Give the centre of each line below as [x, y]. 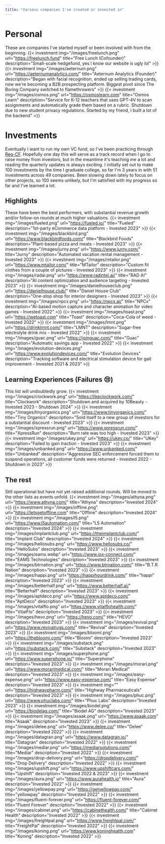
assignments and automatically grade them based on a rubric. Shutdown [79, 105]
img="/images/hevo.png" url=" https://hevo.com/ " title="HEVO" [69, 617]
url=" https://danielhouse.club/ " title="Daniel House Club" [63, 291]
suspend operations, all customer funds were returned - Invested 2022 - [79, 459]
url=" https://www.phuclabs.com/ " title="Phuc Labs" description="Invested [81, 700]
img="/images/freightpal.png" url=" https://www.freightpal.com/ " [71, 820]
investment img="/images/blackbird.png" [47, 233]
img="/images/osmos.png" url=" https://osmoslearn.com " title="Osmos [77, 94]
